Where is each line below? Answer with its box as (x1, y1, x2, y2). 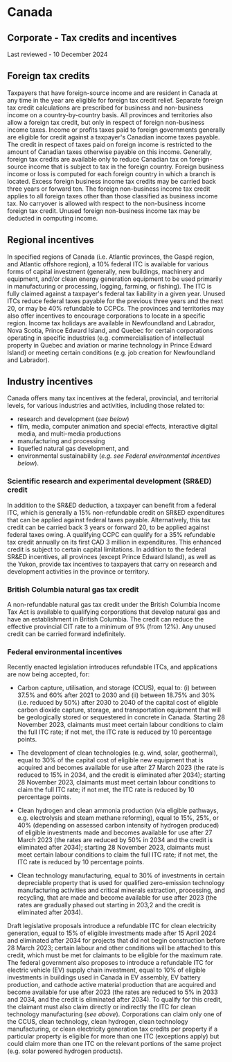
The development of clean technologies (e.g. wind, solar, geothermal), (17, 748, 218, 757)
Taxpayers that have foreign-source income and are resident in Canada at (7, 88, 218, 97)
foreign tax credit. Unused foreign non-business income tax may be (7, 206, 201, 215)
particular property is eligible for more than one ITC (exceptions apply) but (7, 1032, 220, 1040)
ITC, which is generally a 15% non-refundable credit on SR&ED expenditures (7, 508, 225, 517)
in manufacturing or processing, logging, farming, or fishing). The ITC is (7, 282, 213, 290)
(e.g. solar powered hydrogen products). (7, 1047, 123, 1055)
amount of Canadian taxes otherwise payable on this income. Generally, (7, 147, 213, 156)
